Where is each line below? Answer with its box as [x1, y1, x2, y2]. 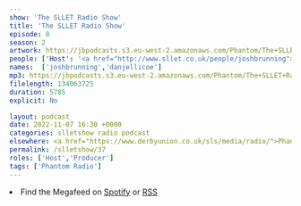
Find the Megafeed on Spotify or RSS [21, 186, 159, 197]
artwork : [9, 46, 42, 55]
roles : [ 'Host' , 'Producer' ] [9, 153, 115, 162]
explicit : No [9, 95, 58, 105]
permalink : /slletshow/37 [9, 145, 106, 154]
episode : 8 [9, 29, 50, 38]
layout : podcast [9, 112, 70, 121]
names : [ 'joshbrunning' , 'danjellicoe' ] [9, 63, 163, 72]
